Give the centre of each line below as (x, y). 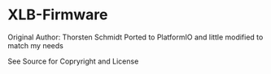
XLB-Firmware (58, 15)
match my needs (36, 45)
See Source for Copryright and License (73, 61)
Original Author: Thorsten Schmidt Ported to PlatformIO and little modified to (135, 37)
